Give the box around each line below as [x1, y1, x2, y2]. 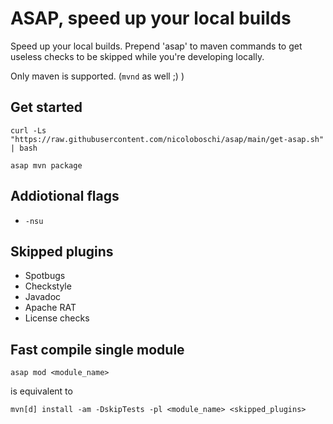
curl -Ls [10, 125, 47, 136]
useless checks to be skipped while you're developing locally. [10, 50, 265, 62]
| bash [10, 143, 38, 153]
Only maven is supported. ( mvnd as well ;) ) [10, 70, 185, 82]
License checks [24, 312, 90, 324]
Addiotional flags [10, 188, 120, 205]
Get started [10, 99, 83, 116]
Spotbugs [24, 270, 66, 282]
